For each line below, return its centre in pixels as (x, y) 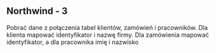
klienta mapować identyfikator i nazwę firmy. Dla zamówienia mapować (108, 35)
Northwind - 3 (37, 11)
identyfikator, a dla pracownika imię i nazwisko (73, 42)
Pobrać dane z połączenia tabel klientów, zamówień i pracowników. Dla (107, 27)
